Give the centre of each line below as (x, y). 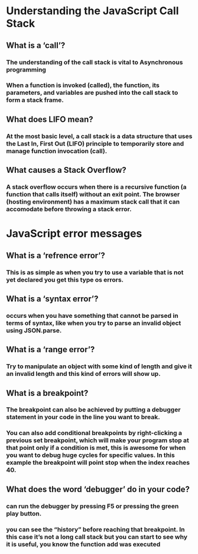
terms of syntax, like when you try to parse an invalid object (94, 323)
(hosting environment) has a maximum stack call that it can (93, 202)
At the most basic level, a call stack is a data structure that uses (99, 136)
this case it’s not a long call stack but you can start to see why (97, 537)
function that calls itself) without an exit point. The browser (93, 195)
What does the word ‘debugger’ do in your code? (98, 489)
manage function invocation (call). (57, 151)
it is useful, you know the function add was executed (83, 544)
